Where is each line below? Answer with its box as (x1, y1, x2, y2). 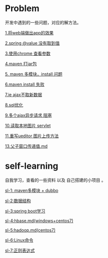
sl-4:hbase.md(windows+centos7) (5, 218, 74, 224)
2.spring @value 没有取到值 (5, 40, 60, 46)
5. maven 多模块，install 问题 (5, 71, 63, 77)
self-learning (5, 161, 59, 172)
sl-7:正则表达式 (5, 247, 35, 253)
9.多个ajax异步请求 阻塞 (5, 112, 52, 118)
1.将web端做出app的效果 (5, 30, 54, 35)
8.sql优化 (5, 102, 23, 108)
